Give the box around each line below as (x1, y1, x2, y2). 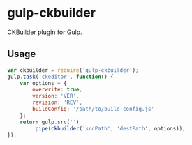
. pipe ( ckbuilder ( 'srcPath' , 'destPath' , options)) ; (32, 125, 186, 132)
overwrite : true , (32, 86, 82, 93)
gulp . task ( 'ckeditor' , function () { (7, 73, 114, 80)
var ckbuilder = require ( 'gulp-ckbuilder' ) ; (7, 66, 139, 74)
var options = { (20, 79, 68, 86)
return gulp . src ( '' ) (20, 119, 80, 125)
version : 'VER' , (32, 93, 80, 100)
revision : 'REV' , (32, 99, 82, 106)
